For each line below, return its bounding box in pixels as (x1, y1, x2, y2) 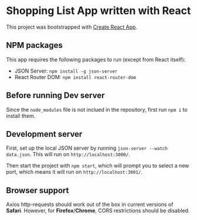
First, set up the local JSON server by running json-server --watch (6, 145, 168, 152)
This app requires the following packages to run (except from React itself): (6, 56, 186, 63)
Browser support (6, 185, 69, 195)
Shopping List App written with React (6, 4, 191, 18)
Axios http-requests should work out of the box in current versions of (6, 201, 174, 208)
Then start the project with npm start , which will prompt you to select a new (6, 162, 189, 169)
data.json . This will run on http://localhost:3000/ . (6, 151, 130, 158)
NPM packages (6, 40, 63, 50)
